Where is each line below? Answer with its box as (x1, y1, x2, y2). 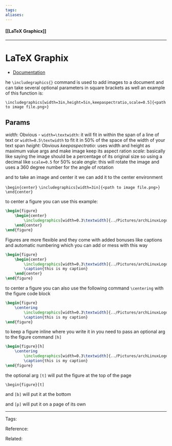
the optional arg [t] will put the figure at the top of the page (5, 372, 132, 378)
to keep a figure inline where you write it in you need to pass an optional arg (5, 328, 165, 335)
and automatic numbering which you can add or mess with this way (5, 242, 148, 248)
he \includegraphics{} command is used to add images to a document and (5, 79, 164, 85)
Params (5, 118, 30, 127)
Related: (5, 435, 23, 441)
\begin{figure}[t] (5, 382, 45, 387)
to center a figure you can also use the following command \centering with (5, 285, 164, 292)
